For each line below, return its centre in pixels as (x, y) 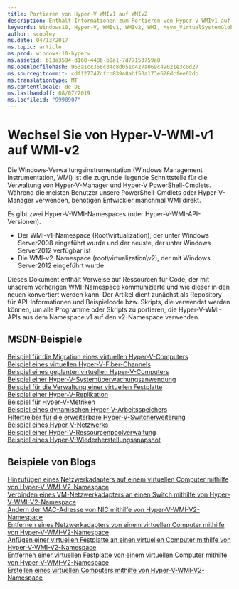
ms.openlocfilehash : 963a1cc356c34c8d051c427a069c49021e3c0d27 (103, 67)
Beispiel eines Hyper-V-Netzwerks (58, 425)
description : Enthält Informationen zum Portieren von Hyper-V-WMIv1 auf (119, 21)
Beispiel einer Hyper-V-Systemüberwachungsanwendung (92, 379)
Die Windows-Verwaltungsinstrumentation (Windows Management (105, 170)
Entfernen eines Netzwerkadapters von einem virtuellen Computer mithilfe (116, 524)
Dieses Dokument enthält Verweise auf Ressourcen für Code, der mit (108, 279)
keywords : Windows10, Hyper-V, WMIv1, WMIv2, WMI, (84, 27)
